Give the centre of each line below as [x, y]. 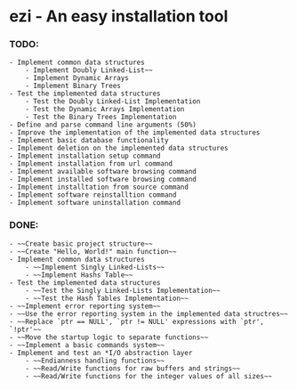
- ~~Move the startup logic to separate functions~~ [109, 337]
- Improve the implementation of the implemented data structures [135, 133]
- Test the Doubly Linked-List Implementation [113, 102]
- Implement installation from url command [91, 164]
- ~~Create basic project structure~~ [81, 244]
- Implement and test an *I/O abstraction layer [101, 353]
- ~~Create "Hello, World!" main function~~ [93, 251]
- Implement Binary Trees [73, 86]
